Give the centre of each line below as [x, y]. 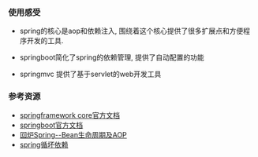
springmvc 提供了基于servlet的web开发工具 [90, 74]
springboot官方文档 [51, 125]
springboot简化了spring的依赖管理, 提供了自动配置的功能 [112, 57]
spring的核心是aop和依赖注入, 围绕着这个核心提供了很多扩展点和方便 [131, 31]
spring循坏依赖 [44, 144]
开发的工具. [45, 41]
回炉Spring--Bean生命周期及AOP [73, 134]
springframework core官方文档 [70, 115]
